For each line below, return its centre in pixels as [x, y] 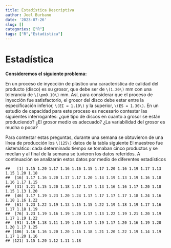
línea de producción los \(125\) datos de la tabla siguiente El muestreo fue [84, 143]
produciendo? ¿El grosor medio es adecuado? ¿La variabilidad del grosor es [85, 122]
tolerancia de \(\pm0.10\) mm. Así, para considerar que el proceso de [79, 94]
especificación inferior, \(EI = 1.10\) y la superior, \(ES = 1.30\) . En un [82, 105]
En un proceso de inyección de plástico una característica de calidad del [82, 83]
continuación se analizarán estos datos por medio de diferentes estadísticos [86, 159]
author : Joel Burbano [28, 15]
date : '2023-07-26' [26, 20]
